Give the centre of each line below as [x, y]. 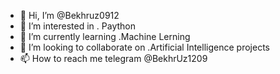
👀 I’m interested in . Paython [77, 26]
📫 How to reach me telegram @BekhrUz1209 [113, 58]
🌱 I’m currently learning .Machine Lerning [105, 36]
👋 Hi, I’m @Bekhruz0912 [69, 15]
